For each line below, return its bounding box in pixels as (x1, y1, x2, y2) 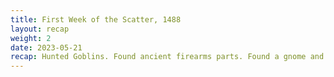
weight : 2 (10, 33, 52, 43)
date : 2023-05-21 (10, 42, 83, 53)
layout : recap (10, 24, 70, 34)
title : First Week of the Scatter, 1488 (10, 14, 182, 25)
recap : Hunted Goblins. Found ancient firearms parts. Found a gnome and (10, 52, 325, 62)
